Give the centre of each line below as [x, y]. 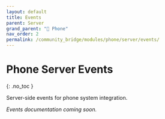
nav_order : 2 [22, 34]
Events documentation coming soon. [52, 109]
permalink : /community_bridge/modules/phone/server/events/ [83, 40]
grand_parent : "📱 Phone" [37, 29]
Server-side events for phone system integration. [67, 97]
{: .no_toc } [20, 86]
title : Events [24, 17]
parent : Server [25, 23]
